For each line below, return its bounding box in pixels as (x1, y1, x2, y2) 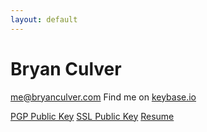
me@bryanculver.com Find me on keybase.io (10, 91, 197, 103)
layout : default (10, 14, 78, 25)
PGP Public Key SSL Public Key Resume (10, 110, 175, 122)
